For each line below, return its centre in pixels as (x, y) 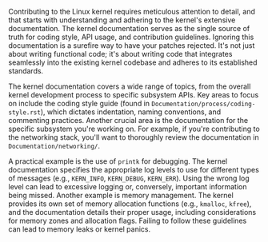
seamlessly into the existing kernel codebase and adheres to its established (133, 62)
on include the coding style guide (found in (79, 103)
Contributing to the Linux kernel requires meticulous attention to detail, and (132, 12)
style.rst (25, 113)
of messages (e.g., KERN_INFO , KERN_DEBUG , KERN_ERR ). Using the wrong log (129, 178)
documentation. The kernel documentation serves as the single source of (129, 28)
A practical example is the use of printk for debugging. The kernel (118, 161)
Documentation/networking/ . (54, 146)
